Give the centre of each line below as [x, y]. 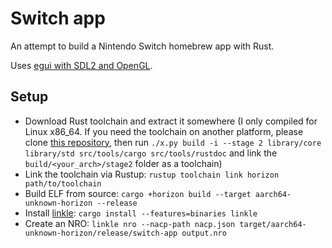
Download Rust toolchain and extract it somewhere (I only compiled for [171, 121]
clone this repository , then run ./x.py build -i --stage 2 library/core [173, 142]
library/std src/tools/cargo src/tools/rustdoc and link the [151, 153]
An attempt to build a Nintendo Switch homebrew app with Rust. [142, 46]
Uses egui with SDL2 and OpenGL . [81, 65]
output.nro [204, 233]
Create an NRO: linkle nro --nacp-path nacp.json [130, 223]
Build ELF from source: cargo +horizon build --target [138, 193]
